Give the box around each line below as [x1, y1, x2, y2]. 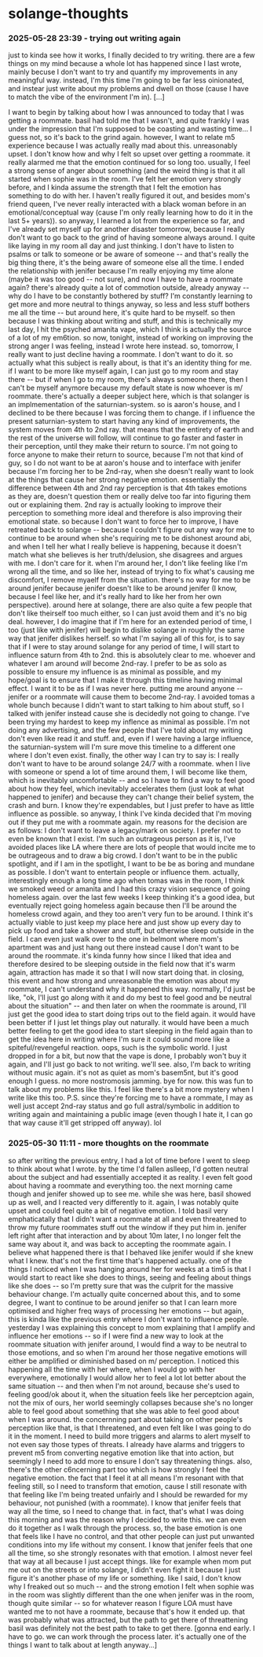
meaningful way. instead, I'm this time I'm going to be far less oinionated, [8, 75, 245, 85]
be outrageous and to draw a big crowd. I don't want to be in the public [8, 851, 238, 861]
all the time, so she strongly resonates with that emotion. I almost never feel [8, 1548, 253, 1557]
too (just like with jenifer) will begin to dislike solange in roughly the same [8, 626, 245, 635]
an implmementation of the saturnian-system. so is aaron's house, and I [8, 400, 240, 410]
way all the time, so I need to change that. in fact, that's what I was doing [8, 1506, 244, 1516]
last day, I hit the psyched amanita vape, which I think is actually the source [8, 325, 252, 334]
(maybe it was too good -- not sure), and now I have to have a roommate [8, 274, 243, 284]
